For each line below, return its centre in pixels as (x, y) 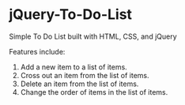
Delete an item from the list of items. (79, 84)
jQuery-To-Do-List (71, 15)
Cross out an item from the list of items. (85, 75)
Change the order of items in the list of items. (94, 92)
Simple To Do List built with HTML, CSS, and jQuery (93, 36)
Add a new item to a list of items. (74, 67)
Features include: (37, 51)
